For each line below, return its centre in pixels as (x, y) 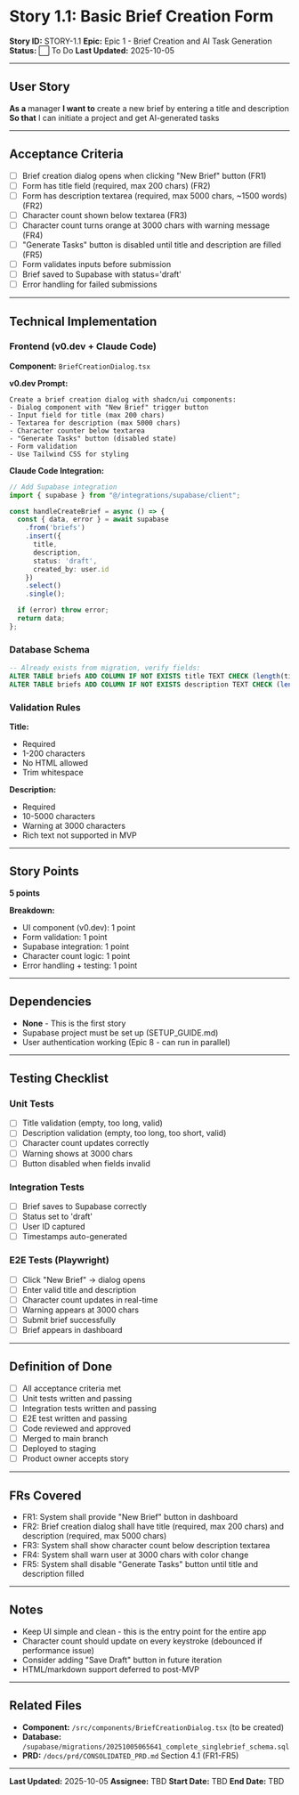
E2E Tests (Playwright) (59, 1260)
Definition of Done (61, 1367)
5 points (24, 893)
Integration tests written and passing (89, 1408)
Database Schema (50, 649)
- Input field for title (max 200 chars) (87, 415)
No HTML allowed (55, 763)
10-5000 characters (59, 816)
